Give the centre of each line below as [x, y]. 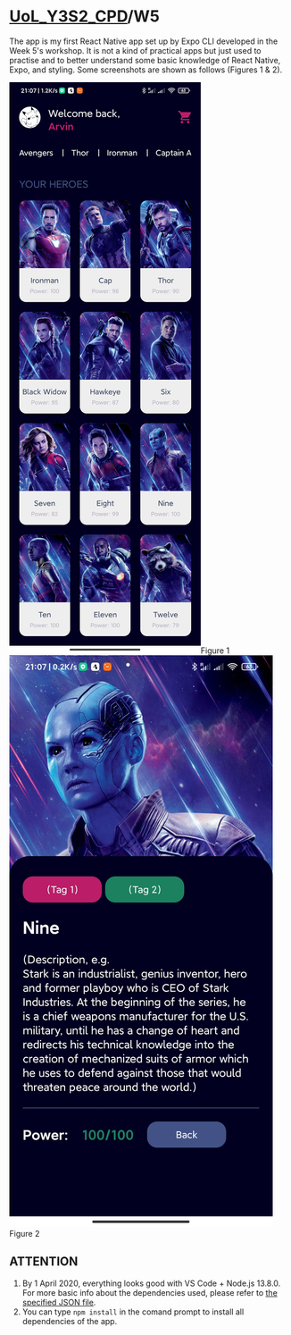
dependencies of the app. [70, 1321]
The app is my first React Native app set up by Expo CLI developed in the [144, 41]
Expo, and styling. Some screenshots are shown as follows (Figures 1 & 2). [146, 70]
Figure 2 [25, 1233]
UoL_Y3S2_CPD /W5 [85, 17]
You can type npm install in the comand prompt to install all [133, 1312]
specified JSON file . [59, 1302]
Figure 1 [215, 651]
